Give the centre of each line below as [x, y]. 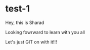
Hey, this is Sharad [25, 22]
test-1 [18, 9]
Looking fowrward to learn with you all [45, 32]
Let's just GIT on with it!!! [31, 42]
